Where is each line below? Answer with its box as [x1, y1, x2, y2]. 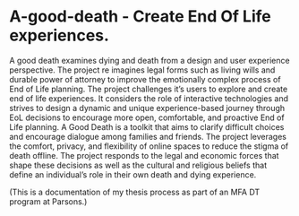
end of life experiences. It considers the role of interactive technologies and [9, 92, 289, 104]
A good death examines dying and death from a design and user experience [9, 55, 290, 65]
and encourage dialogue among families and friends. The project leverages [9, 131, 286, 142]
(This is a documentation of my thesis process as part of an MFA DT [9, 186, 261, 197]
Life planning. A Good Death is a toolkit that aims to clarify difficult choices [9, 121, 285, 132]
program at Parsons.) [9, 195, 88, 207]
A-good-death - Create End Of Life [9, 6, 271, 27]
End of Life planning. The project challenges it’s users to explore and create [9, 83, 288, 94]
